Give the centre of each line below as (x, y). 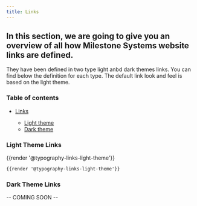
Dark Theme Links (34, 184)
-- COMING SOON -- (32, 198)
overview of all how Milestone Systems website (98, 46)
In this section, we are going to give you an (88, 36)
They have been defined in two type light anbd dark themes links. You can (99, 69)
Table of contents (33, 98)
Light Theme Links (34, 145)
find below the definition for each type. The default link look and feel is (94, 76)
